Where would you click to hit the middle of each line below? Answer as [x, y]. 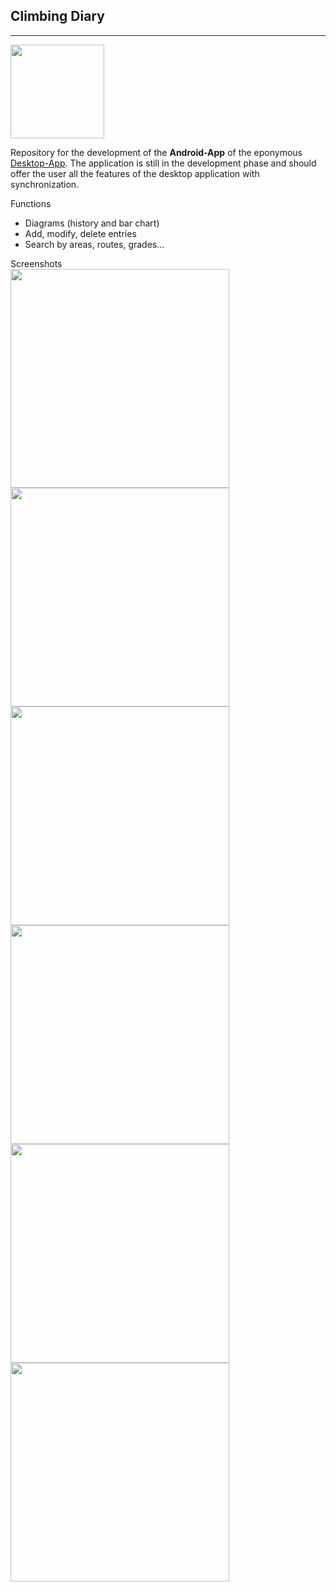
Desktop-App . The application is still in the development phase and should [163, 163]
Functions [31, 203]
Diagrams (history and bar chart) [92, 223]
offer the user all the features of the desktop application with [135, 173]
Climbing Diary [57, 16]
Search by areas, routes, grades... [94, 244]
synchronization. [45, 184]
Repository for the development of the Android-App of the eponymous [156, 152]
